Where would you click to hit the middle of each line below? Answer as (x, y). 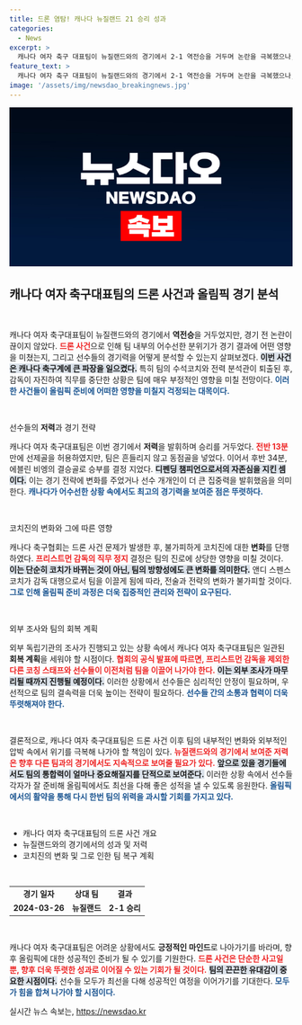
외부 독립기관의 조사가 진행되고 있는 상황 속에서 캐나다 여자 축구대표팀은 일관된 (147, 648)
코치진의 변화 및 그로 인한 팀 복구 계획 (88, 856)
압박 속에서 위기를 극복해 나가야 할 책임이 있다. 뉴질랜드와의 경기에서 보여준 (141, 752)
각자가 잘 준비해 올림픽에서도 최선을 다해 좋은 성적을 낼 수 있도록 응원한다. (138, 786)
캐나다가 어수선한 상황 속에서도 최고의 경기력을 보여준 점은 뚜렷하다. (146, 492)
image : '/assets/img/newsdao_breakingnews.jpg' (100, 85)
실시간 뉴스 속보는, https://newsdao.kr (78, 1011)
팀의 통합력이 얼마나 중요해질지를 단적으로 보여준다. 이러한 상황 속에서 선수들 (160, 774)
